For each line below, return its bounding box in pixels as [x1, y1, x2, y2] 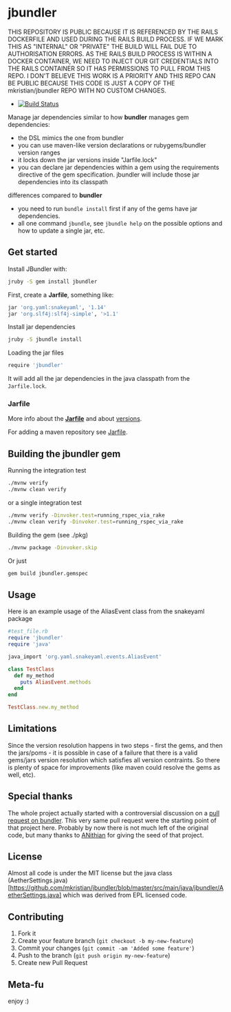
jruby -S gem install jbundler [8, 278, 98, 285]
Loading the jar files [8, 348, 64, 357]
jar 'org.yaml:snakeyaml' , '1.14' [8, 304, 107, 311]
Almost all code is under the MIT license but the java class [8, 869, 173, 877]
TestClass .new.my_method [8, 704, 79, 711]
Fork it [17, 929, 36, 937]
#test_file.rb [8, 628, 49, 635]
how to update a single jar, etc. [17, 226, 105, 235]
